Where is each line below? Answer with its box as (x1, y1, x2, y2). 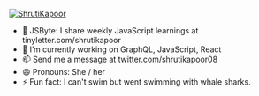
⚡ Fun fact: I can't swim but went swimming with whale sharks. (21, 77, 251, 87)
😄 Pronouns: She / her (21, 67, 106, 77)
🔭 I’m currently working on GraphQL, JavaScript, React (21, 44, 222, 55)
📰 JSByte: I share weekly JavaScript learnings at (21, 26, 199, 35)
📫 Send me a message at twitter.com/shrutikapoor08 (21, 54, 218, 64)
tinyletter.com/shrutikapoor (21, 35, 122, 45)
